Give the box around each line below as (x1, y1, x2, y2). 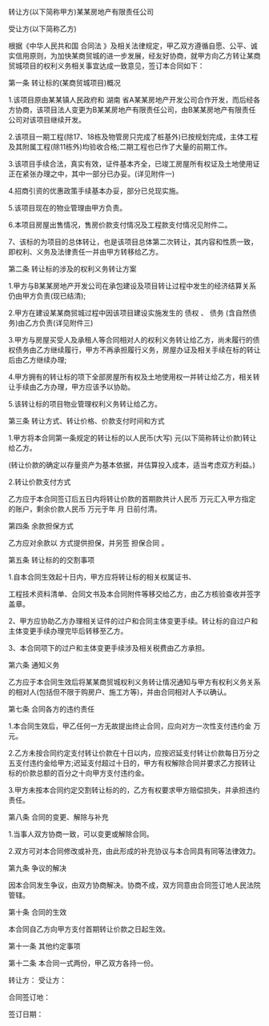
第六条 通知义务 (8, 660, 60, 670)
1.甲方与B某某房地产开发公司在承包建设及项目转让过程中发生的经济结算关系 (8, 281, 256, 291)
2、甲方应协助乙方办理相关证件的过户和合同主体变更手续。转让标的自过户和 (8, 616, 259, 626)
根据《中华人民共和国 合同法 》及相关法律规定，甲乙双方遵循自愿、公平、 (8, 41, 251, 50)
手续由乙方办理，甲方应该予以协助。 (14, 383, 134, 391)
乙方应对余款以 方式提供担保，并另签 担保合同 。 (8, 539, 169, 547)
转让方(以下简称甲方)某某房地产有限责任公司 (8, 7, 155, 16)
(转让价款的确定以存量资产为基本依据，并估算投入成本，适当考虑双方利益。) (8, 460, 256, 470)
